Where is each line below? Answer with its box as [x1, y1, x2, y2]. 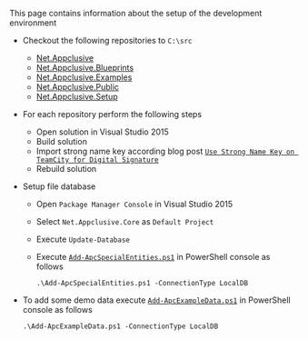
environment [9, 17, 57, 28]
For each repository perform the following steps [22, 109, 203, 119]
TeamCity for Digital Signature [35, 155, 159, 165]
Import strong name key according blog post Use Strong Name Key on [35, 145, 295, 156]
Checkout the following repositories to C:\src [22, 35, 193, 45]
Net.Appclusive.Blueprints [35, 63, 134, 73]
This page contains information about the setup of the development [9, 8, 263, 18]
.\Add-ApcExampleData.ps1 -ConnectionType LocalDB [22, 322, 219, 331]
